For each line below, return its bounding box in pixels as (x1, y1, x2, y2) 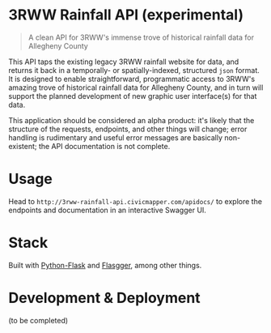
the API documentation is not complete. (38, 141, 171, 151)
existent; (8, 141, 37, 151)
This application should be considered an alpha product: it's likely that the (8, 115, 255, 125)
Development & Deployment (8, 289, 201, 307)
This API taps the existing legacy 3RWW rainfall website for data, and (8, 57, 239, 66)
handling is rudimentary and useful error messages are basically (8, 132, 223, 143)
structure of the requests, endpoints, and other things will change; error (8, 124, 248, 134)
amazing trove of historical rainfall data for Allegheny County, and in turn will (8, 83, 264, 92)
